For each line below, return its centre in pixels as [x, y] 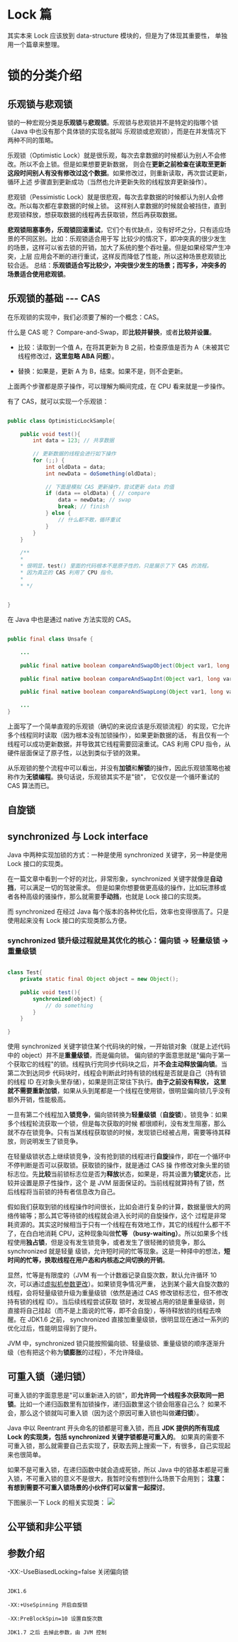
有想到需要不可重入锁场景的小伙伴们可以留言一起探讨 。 [88, 1487]
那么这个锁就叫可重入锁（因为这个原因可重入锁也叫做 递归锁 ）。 [111, 1413]
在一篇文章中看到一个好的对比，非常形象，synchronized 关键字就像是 [109, 878]
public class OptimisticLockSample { [61, 421]
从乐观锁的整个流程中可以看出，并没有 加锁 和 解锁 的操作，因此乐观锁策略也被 [119, 767]
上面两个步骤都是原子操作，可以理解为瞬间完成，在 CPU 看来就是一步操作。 [118, 386]
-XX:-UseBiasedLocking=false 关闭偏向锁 [68, 1572]
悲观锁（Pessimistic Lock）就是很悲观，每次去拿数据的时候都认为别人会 [113, 196]
